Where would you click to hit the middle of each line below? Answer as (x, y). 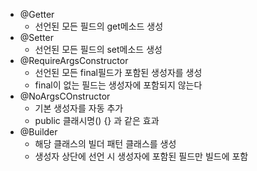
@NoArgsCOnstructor (65, 96)
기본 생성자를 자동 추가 (79, 108)
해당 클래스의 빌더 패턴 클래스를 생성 (105, 143)
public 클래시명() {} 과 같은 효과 (97, 120)
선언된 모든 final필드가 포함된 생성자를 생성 (118, 72)
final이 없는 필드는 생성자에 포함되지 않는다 (118, 85)
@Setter (36, 37)
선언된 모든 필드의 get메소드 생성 (99, 26)
